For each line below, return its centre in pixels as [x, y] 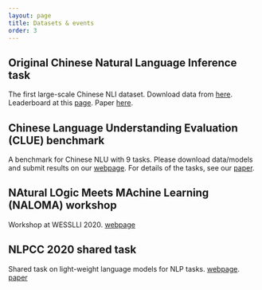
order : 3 [23, 30]
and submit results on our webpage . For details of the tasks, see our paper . [131, 168]
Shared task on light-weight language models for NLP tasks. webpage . [124, 268]
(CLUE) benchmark [57, 140]
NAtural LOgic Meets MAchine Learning [109, 193]
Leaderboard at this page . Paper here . [71, 103]
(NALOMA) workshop [63, 205]
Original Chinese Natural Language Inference [123, 63]
